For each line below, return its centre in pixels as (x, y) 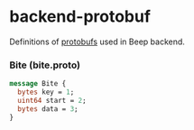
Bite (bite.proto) (45, 65)
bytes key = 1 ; (46, 92)
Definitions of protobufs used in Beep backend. (97, 42)
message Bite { (38, 84)
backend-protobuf (80, 17)
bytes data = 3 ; (48, 109)
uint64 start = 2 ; (52, 100)
